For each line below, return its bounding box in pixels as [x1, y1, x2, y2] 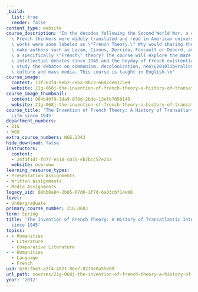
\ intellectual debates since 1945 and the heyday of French [11, 58, 165, 64]
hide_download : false [6, 140, 60, 146]
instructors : [6, 145, 38, 151]
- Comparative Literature [11, 244, 75, 250]
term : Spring [6, 211, 38, 217]
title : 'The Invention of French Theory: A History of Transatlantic [6, 217, 181, 223]
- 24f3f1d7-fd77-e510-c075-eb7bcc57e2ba [11, 157, 112, 162]
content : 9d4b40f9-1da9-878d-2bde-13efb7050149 [11, 96, 131, 102]
